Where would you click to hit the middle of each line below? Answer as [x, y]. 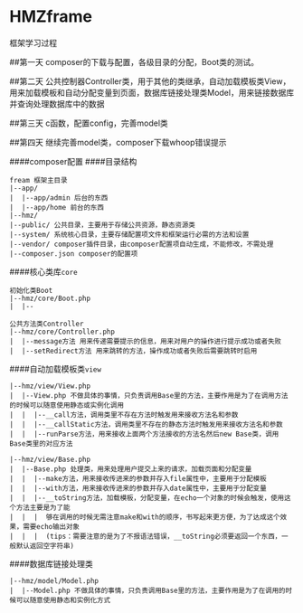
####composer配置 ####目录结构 [73, 161]
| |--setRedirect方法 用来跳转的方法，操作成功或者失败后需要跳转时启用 [133, 351]
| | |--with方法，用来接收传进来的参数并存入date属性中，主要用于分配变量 [138, 488]
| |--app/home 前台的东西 [57, 207]
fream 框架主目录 [38, 180]
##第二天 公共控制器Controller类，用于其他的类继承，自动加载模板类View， [150, 81]
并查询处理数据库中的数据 [57, 104]
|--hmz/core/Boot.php [50, 298]
